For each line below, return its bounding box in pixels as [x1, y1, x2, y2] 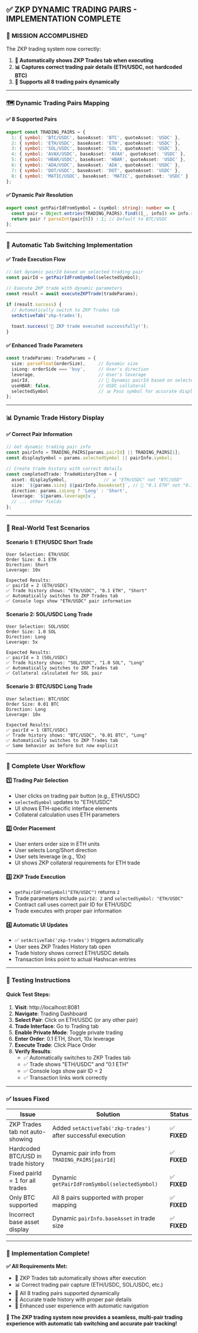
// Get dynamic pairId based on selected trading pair [6, 269, 144, 275]
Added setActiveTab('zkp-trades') [52, 1124, 151, 1132]
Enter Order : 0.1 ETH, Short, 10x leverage [14, 1035, 115, 1042]
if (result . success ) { [6, 301, 62, 307]
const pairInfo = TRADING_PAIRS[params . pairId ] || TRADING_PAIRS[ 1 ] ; [6, 450, 181, 456]
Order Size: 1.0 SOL [6, 629, 57, 635]
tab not [9, 1127, 29, 1135]
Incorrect [9, 1210, 35, 1218]
